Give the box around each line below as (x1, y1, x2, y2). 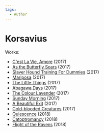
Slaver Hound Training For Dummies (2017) (12, 69, 100, 75)
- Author (9, 12, 27, 17)
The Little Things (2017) (12, 80, 60, 86)
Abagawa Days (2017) (12, 85, 57, 91)
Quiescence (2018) (12, 111, 51, 117)
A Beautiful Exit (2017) (12, 100, 57, 106)
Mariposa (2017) (12, 74, 46, 80)
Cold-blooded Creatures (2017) (12, 106, 76, 112)
